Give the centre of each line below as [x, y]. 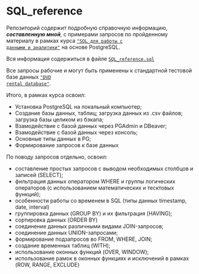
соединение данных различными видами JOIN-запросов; [89, 226]
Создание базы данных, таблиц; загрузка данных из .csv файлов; [99, 113]
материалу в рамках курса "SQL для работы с [65, 40]
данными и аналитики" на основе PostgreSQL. [63, 47]
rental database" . [29, 83]
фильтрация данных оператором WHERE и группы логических [95, 181]
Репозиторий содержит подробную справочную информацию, [87, 28]
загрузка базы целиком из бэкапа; [59, 119]
